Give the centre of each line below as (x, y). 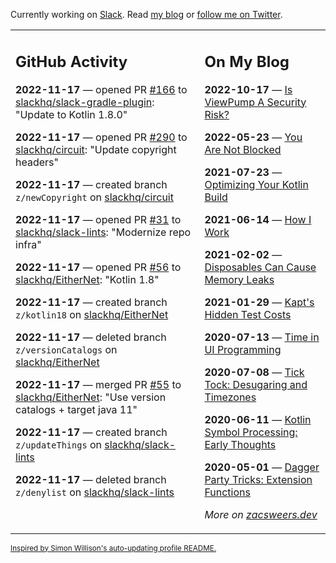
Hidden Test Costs (248, 314)
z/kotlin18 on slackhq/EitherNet (92, 314)
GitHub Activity (71, 61)
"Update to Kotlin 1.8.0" (71, 114)
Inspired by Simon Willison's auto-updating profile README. (113, 548)
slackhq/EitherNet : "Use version (91, 397)
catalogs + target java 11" (76, 409)
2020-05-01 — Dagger (262, 467)
